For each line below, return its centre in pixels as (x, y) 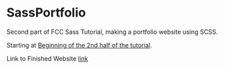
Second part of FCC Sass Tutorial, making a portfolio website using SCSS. (112, 32)
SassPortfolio (46, 13)
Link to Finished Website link (47, 58)
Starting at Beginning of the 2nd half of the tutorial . (79, 45)
